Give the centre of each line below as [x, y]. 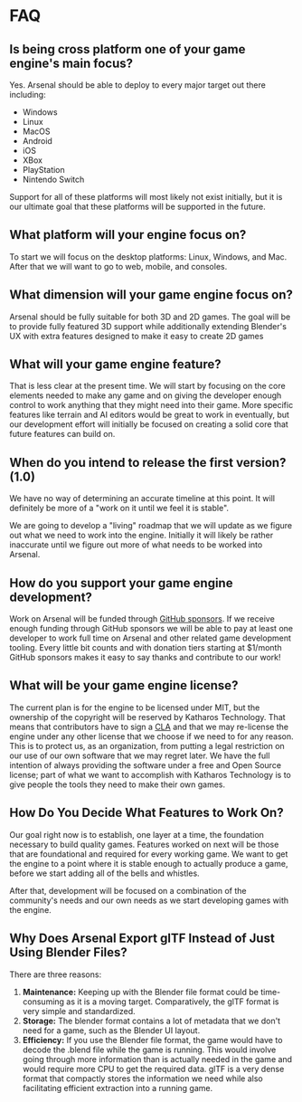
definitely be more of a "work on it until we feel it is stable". [119, 508]
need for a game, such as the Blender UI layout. [111, 1030]
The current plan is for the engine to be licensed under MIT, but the [135, 708]
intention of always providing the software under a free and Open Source [146, 765]
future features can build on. [62, 434]
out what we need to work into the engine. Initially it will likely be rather [142, 536]
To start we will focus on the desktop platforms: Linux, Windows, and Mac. [148, 256]
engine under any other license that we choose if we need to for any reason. [151, 736]
